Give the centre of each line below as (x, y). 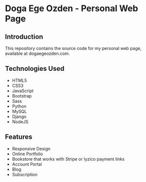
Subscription (25, 174)
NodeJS (20, 121)
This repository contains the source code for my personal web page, (73, 48)
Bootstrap (22, 96)
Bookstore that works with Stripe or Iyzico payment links (68, 159)
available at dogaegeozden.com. (37, 53)
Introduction (24, 37)
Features (19, 137)
